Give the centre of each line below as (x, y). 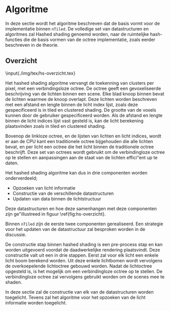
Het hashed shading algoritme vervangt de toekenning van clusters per (80, 83)
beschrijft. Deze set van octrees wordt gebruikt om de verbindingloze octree (85, 152)
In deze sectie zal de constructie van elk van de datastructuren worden (79, 292)
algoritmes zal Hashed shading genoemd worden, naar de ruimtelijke (77, 34)
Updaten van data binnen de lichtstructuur (57, 198)
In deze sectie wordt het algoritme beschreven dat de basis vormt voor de (82, 23)
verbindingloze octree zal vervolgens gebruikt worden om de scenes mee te (85, 277)
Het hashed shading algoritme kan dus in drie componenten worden (76, 172)
